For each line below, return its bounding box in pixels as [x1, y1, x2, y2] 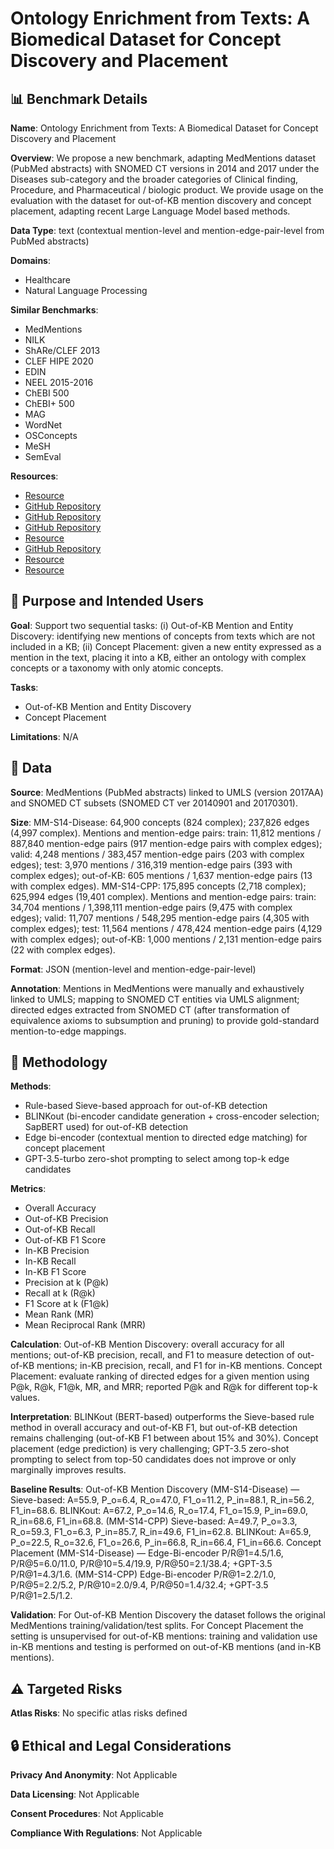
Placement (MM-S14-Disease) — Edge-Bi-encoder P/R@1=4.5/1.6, [10, 1547, 284, 1559]
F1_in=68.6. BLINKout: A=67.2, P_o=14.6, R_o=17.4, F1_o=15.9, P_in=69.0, [10, 1505, 309, 1517]
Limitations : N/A [10, 730, 79, 742]
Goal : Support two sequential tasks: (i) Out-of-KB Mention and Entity [10, 619, 294, 631]
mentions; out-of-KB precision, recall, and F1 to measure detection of [10, 1349, 295, 1361]
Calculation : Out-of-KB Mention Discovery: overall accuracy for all [10, 1338, 285, 1351]
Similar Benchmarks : [10, 304, 99, 316]
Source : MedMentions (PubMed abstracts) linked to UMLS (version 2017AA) [10, 786, 324, 798]
